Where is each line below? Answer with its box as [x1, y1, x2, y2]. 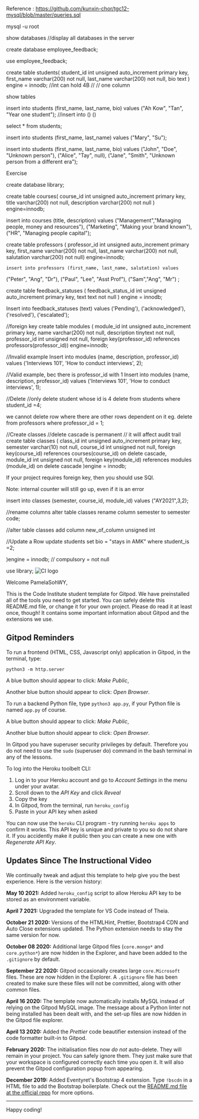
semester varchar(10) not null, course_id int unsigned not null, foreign [6, 444, 176, 451]
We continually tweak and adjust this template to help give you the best [6, 871, 180, 879]
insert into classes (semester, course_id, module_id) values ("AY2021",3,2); [6, 497, 189, 504]
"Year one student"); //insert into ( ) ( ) [6, 111, 97, 118]
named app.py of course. [6, 706, 67, 713]
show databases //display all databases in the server [6, 34, 135, 41]
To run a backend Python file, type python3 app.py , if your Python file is [6, 700, 181, 707]
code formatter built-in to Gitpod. [6, 1034, 87, 1041]
